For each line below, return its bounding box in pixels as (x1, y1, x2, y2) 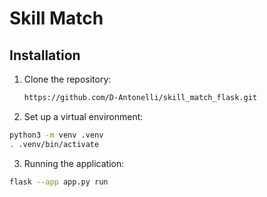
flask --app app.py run (9, 177, 109, 187)
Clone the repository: (23, 73, 112, 85)
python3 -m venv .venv (9, 130, 104, 140)
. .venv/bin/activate (9, 139, 100, 149)
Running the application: (23, 157, 125, 169)
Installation (9, 47, 81, 64)
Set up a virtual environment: (23, 110, 144, 122)
